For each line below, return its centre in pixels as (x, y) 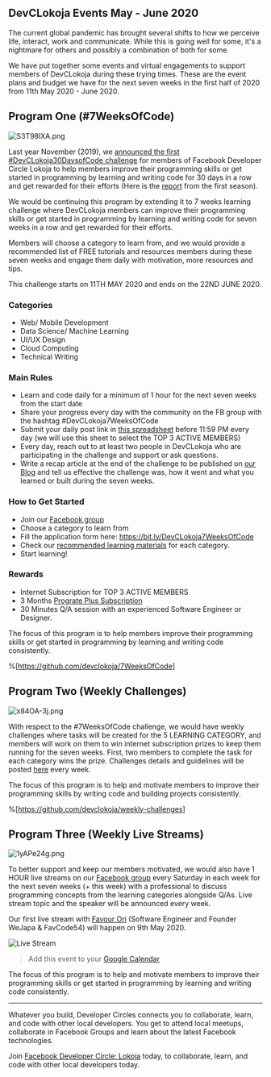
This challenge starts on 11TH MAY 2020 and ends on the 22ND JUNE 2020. (135, 284)
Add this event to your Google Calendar (94, 959)
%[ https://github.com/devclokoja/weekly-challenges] (97, 809)
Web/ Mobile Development (64, 322)
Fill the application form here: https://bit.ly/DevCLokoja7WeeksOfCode (137, 536)
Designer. (36, 618)
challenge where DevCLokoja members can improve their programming (127, 210)
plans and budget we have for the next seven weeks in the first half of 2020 (134, 82)
